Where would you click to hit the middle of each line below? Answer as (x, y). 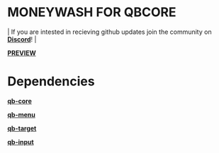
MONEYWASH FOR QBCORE (92, 12)
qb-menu (21, 114)
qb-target (22, 128)
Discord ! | (22, 39)
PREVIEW (22, 53)
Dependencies (51, 81)
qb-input (21, 142)
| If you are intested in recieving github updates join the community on (109, 32)
